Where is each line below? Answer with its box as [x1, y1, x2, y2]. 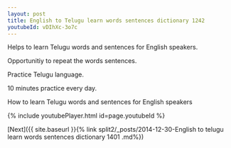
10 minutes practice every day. [7, 84, 97, 93]
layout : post [7, 10, 46, 18]
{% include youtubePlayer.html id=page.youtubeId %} [7, 111, 166, 120]
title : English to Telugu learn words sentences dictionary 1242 [7, 17, 205, 24]
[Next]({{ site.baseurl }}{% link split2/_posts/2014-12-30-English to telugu [7, 125, 224, 134]
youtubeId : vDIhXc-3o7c [7, 23, 78, 30]
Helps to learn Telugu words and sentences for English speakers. [7, 43, 198, 52]
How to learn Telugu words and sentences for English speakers [7, 98, 193, 106]
